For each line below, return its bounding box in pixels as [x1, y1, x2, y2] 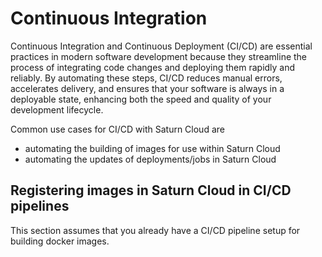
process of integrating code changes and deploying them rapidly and [10, 61, 296, 73]
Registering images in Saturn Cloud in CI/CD [10, 182, 292, 199]
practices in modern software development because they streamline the [10, 50, 308, 62]
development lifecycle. [10, 103, 104, 116]
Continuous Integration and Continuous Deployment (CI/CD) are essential [10, 40, 313, 52]
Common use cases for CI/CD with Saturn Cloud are [10, 123, 225, 135]
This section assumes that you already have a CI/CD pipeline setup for [10, 224, 301, 236]
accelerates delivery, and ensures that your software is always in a [10, 82, 285, 94]
